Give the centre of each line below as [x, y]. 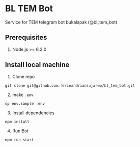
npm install [17, 122]
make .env [23, 95]
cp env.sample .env [25, 103]
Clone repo [24, 76]
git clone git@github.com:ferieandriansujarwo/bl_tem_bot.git [70, 86]
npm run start [20, 140]
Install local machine [37, 65]
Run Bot [20, 131]
